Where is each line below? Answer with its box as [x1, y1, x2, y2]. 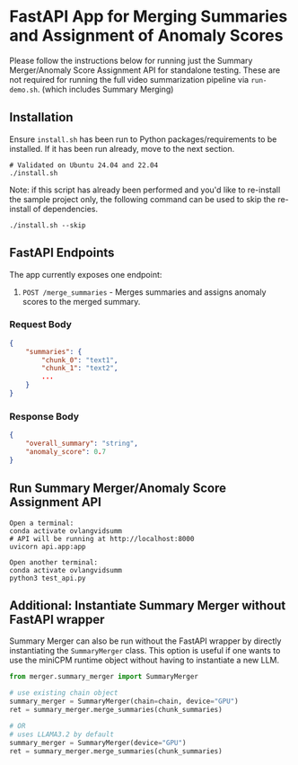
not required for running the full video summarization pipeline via [9, 74, 250, 85]
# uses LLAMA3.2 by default [9, 730, 115, 739]
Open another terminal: [9, 557, 99, 567]
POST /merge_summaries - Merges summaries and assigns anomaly [22, 286, 267, 298]
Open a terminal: [9, 519, 74, 528]
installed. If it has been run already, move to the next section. [9, 143, 235, 154]
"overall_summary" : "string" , [25, 439, 139, 449]
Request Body [9, 318, 72, 331]
